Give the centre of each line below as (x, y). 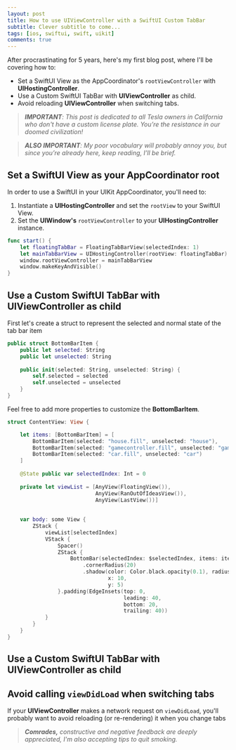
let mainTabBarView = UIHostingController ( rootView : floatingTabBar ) (124, 254)
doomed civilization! (54, 132)
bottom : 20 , (141, 605)
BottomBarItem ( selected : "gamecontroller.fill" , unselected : (124, 448)
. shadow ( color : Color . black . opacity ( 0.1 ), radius (157, 572)
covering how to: (32, 67)
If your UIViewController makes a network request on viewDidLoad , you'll (113, 711)
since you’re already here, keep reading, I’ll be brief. (100, 153)
